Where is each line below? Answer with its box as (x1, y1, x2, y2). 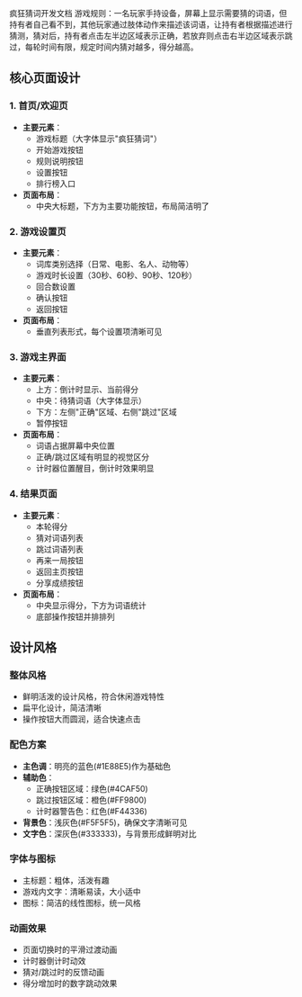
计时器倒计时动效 (22, 956, 86, 966)
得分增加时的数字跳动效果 (22, 978, 118, 989)
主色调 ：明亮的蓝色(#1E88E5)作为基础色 (22, 760, 172, 771)
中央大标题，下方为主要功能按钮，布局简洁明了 (35, 201, 209, 211)
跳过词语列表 (35, 543, 84, 554)
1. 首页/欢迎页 (9, 100, 69, 112)
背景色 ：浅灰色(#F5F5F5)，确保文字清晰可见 (22, 817, 188, 828)
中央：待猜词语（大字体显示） (35, 395, 147, 407)
